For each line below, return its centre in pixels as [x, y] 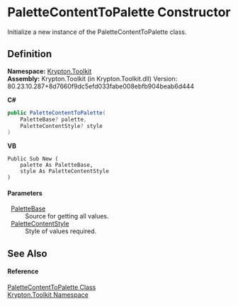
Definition [29, 54]
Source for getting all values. [67, 216]
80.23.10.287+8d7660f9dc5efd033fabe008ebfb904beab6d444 [101, 86]
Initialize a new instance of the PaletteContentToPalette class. [97, 32]
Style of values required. [61, 231]
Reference [23, 271]
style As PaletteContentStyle [65, 171]
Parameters [25, 193]
